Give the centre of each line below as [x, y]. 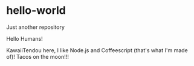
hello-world [36, 10]
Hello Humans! [25, 38]
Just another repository [36, 27]
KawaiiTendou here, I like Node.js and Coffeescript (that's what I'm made [97, 50]
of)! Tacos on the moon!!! [38, 56]
